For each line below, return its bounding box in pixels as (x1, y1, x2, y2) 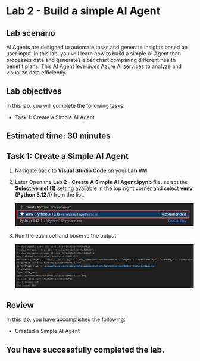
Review (6, 300, 35, 310)
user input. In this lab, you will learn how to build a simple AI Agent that (6, 50, 180, 57)
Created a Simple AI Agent (14, 328, 80, 335)
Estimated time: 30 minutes (6, 131, 111, 141)
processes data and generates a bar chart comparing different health (6, 57, 176, 63)
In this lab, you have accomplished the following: (6, 316, 126, 323)
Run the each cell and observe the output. (14, 232, 118, 239)
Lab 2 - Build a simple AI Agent (6, 4, 161, 18)
